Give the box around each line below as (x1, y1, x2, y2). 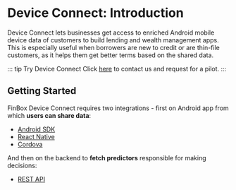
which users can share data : (7, 111, 92, 119)
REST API (17, 174, 46, 183)
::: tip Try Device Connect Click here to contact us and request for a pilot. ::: (7, 64, 227, 73)
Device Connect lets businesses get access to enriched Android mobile (7, 28, 215, 37)
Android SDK (17, 125, 56, 133)
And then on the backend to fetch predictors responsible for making (7, 153, 206, 162)
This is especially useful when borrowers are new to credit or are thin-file (7, 43, 220, 52)
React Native (17, 132, 55, 141)
